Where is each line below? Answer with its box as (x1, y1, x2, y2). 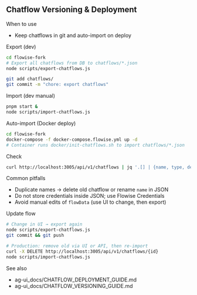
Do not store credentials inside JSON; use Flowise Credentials (14, 193, 165, 200)
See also (6, 264, 28, 271)
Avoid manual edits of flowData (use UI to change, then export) (14, 198, 167, 205)
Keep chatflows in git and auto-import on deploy (14, 32, 132, 39)
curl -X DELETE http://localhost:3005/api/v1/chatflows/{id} (6, 248, 159, 254)
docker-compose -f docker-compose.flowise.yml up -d (6, 137, 138, 142)
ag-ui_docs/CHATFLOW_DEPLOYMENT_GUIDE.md (14, 276, 137, 283)
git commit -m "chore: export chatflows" (6, 82, 109, 88)
